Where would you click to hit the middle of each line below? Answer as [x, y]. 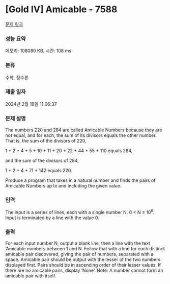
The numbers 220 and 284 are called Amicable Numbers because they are [84, 130]
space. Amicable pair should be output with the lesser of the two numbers [83, 259]
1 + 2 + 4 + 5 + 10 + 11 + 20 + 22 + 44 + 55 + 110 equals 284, [69, 151]
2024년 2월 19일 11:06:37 [31, 104]
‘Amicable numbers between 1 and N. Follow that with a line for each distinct [85, 249]
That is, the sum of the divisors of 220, [46, 141]
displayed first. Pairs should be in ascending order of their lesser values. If [83, 265]
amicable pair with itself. [31, 276]
